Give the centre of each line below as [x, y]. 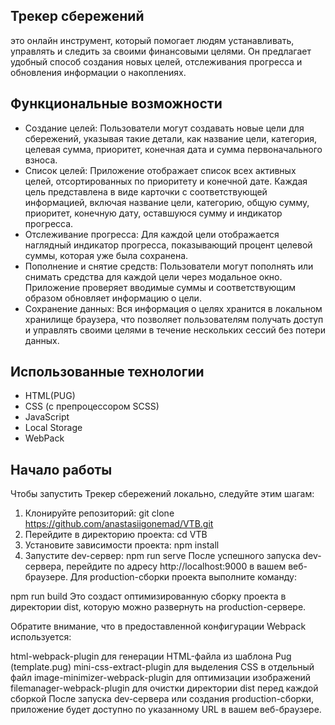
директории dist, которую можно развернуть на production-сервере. [158, 607]
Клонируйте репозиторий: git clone [99, 513]
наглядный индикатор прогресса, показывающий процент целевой [168, 245]
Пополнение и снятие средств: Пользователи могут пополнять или [169, 266]
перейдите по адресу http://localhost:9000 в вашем [176, 566]
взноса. [41, 160]
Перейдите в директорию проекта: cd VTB [116, 535]
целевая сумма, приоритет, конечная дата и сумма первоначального [173, 149]
